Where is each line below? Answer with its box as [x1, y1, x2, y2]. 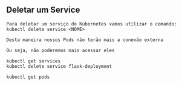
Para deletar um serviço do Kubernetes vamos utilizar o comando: [6, 21, 177, 27]
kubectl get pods [6, 74, 50, 80]
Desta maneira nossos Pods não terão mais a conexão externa [6, 36, 164, 43]
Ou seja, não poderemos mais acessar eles [6, 47, 115, 53]
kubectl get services [6, 58, 61, 64]
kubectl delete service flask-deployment [6, 63, 112, 69]
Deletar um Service [6, 5, 80, 15]
